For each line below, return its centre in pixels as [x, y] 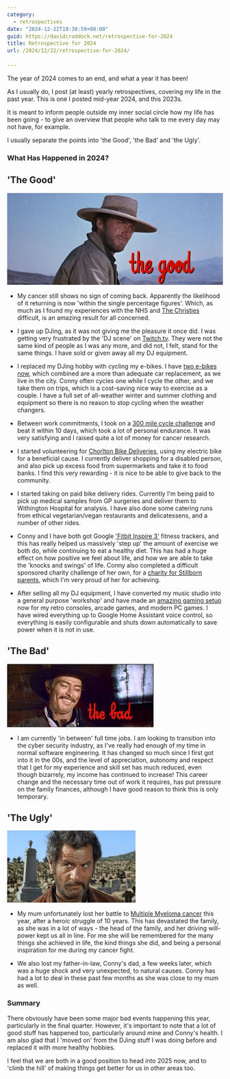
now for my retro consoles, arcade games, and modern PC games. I [112, 607]
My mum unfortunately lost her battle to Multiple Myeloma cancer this [115, 914]
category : [21, 14]
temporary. [33, 796]
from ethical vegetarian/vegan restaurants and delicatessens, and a [112, 515]
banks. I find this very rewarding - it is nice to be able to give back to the [119, 473]
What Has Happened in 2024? [58, 158]
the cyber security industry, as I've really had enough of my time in [111, 745]
